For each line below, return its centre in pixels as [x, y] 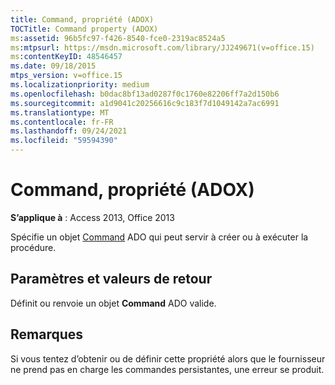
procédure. [33, 247]
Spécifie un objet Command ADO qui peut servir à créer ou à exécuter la [159, 237]
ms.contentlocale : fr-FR [62, 122]
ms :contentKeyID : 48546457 [66, 57]
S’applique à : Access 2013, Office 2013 [92, 217]
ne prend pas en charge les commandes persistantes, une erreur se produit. [167, 369]
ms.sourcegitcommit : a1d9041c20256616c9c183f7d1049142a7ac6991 [145, 103]
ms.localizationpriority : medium [80, 85]
